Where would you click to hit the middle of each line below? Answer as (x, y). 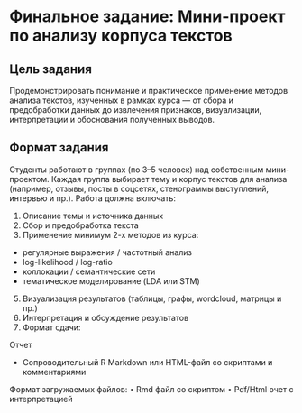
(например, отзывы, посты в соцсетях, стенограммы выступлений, (139, 188)
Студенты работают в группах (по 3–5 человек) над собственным (137, 170)
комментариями (54, 372)
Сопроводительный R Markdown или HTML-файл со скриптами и (147, 362)
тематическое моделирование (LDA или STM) (111, 280)
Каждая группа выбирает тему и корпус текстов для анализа (169, 179)
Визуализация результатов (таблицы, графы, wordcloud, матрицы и (152, 298)
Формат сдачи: (51, 327)
